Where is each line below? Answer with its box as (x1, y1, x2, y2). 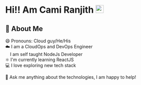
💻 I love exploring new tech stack (5, 63, 76, 68)
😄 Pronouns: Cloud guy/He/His (5, 38, 71, 44)
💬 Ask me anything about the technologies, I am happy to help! (5, 74, 136, 80)
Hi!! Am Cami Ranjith (5, 4, 94, 16)
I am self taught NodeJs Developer (10, 51, 83, 57)
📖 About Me (5, 24, 43, 33)
